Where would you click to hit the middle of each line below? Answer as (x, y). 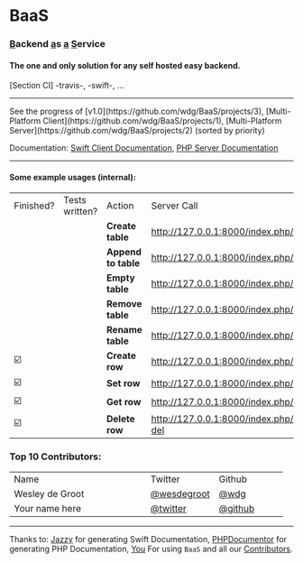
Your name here (47, 508)
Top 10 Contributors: (55, 457)
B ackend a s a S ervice (58, 44)
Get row (124, 402)
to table (124, 263)
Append (124, 252)
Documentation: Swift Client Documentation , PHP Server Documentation (144, 148)
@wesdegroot (180, 494)
